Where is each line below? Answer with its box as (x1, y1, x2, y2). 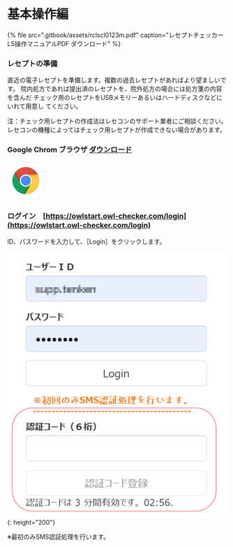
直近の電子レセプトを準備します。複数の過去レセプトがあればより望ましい (7, 76, 220, 85)
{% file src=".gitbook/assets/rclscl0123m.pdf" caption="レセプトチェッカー (7, 31, 225, 39)
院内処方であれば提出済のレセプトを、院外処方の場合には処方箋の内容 (20, 85, 223, 93)
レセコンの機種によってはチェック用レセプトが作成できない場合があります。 (7, 126, 227, 134)
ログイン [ (7, 211, 46, 221)
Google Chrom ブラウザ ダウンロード (7, 145, 133, 154)
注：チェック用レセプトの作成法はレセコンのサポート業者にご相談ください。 (7, 117, 227, 126)
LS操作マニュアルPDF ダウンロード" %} (7, 39, 121, 48)
